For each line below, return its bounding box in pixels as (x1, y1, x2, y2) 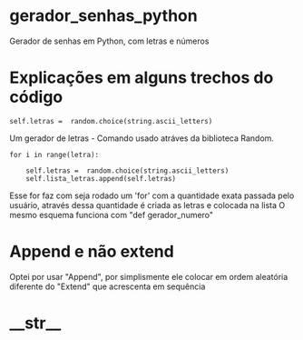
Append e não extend (9, 242, 174, 262)
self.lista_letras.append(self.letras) (25, 174, 177, 183)
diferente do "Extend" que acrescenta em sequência (9, 281, 206, 292)
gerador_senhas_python (9, 5, 198, 26)
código (9, 87, 64, 107)
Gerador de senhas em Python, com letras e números (9, 35, 210, 46)
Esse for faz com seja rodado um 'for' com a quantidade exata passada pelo (9, 190, 295, 201)
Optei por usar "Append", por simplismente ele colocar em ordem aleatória (9, 271, 288, 282)
